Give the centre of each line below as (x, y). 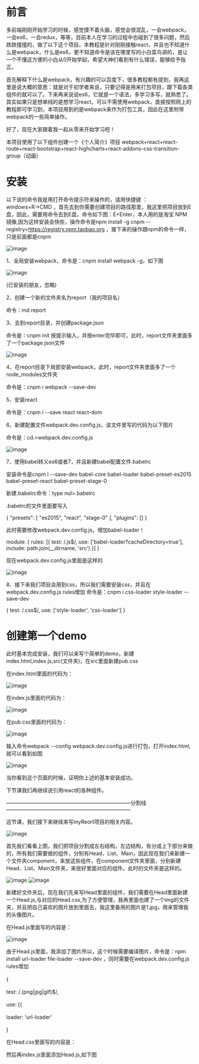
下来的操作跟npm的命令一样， (153, 229)
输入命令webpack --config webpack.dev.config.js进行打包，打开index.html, (98, 746)
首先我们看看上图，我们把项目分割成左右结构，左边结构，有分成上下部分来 (97, 846)
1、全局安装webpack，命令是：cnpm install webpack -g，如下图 (85, 261)
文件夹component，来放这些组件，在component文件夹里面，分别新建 (96, 861)
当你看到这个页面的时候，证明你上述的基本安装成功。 (71, 777)
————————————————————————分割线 (76, 803)
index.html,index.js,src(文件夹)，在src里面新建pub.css (72, 661)
